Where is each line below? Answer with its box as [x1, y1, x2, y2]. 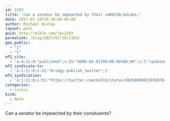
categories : [5, 82, 30, 87]
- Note [10, 96, 24, 101]
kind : [5, 92, 17, 97]
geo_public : [5, 40, 30, 45]
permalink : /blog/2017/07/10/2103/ [5, 36, 80, 41]
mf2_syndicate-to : [5, 64, 44, 69]
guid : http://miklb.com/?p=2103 [5, 31, 73, 36]
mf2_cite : [5, 54, 26, 59]
